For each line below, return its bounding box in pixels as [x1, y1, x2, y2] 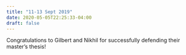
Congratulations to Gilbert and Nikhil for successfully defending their [6, 37, 180, 44]
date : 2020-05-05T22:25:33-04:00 [6, 15, 92, 21]
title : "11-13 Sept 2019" [6, 8, 72, 15]
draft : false [6, 20, 40, 26]
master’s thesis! [6, 43, 46, 50]
